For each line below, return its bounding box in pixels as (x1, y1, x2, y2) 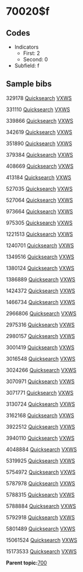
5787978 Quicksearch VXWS (6, 480, 75, 487)
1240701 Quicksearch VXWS (6, 242, 74, 249)
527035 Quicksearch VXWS (6, 185, 73, 192)
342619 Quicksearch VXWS (6, 128, 73, 136)
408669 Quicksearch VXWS (6, 163, 74, 170)
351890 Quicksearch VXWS (6, 140, 73, 147)
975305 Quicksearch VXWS (6, 219, 73, 226)
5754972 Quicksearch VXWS (6, 468, 76, 475)
